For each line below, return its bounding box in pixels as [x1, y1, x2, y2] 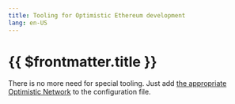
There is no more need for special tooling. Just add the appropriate [8, 79, 227, 88]
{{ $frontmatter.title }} [8, 53, 157, 71]
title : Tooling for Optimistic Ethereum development [8, 11, 186, 20]
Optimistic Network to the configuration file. [8, 87, 152, 97]
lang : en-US [8, 19, 47, 27]
